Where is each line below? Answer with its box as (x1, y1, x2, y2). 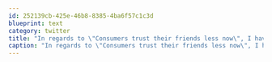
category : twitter (8, 27, 70, 35)
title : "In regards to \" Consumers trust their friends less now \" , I (8, 34, 252, 43)
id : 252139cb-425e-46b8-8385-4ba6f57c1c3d (8, 11, 154, 20)
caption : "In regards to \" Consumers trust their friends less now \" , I (8, 42, 259, 50)
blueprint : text (8, 19, 63, 27)
